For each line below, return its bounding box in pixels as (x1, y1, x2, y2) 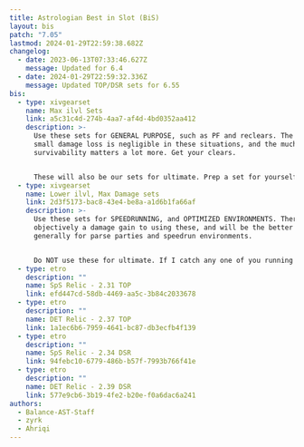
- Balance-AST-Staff (17, 407, 95, 417)
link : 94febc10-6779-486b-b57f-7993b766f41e (25, 357, 196, 366)
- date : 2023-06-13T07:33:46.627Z (17, 55, 147, 64)
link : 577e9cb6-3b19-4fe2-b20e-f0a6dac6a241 (25, 391, 196, 400)
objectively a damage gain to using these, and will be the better (33, 223, 294, 232)
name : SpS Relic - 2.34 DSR (25, 348, 131, 358)
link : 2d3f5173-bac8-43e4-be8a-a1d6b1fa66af (25, 198, 196, 207)
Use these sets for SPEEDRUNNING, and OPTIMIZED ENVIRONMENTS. (33, 215, 278, 224)
